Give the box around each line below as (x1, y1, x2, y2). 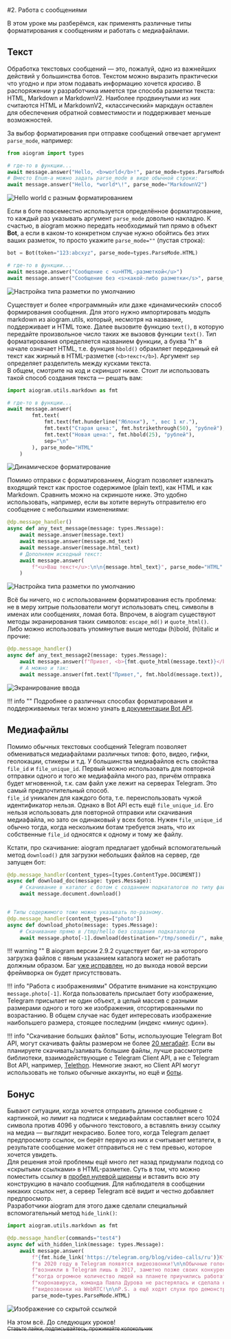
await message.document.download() (19, 891, 122, 897)
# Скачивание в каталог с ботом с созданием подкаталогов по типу (19, 884, 214, 891)
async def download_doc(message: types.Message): (7, 878, 153, 884)
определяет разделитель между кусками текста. (7, 359, 151, 367)
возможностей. (7, 116, 53, 124)
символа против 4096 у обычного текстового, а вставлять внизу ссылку (7, 1121, 221, 1130)
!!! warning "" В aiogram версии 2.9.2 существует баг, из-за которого (7, 947, 208, 955)
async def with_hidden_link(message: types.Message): (7, 1241, 165, 1248)
